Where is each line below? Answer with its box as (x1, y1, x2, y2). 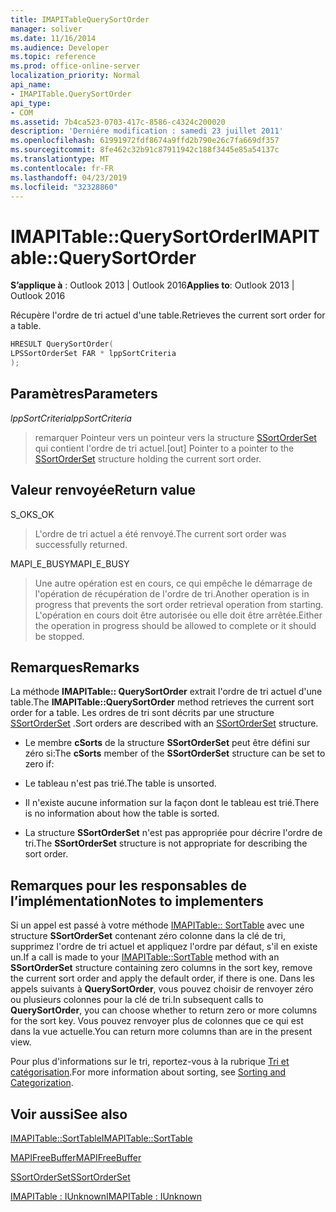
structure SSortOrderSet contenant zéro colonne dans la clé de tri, (10, 930, 286, 942)
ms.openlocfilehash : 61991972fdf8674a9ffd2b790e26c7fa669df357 (10, 136, 280, 146)
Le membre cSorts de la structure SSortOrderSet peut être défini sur (24, 737, 311, 749)
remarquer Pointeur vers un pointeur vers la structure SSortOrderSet (34, 431, 317, 443)
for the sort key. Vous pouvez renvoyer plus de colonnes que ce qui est (10, 1015, 304, 1027)
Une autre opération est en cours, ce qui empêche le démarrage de (34, 577, 313, 589)
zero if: (24, 758, 55, 770)
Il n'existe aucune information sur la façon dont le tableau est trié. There (24, 797, 320, 809)
